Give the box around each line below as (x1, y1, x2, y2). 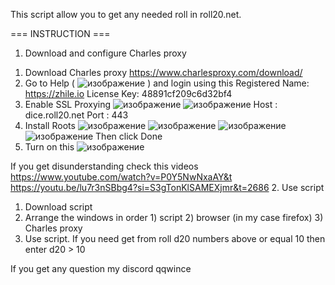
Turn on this (24, 141, 75, 153)
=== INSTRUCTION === (10, 28, 111, 39)
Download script (24, 201, 93, 213)
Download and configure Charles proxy (24, 47, 187, 59)
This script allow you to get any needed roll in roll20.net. (10, 9, 242, 20)
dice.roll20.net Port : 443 (24, 109, 129, 121)
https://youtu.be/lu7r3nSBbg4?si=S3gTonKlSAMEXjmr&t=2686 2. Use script (10, 182, 325, 193)
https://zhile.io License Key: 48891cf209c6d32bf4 (24, 88, 233, 99)
